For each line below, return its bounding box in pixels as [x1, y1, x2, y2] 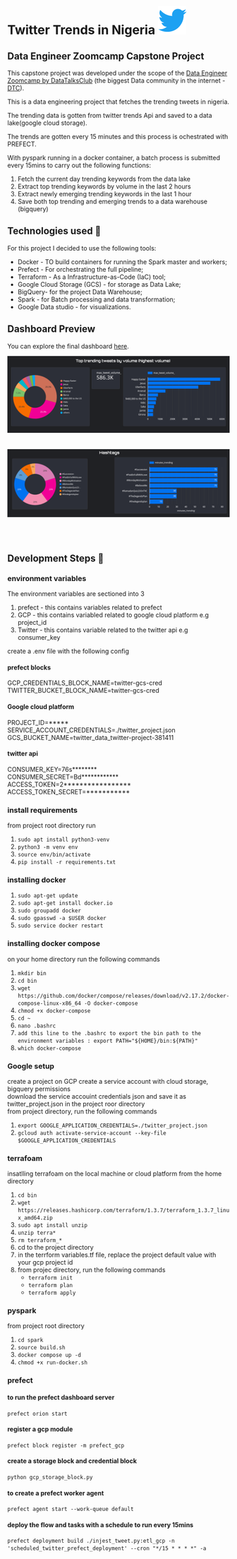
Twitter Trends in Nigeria [7, 22, 156, 38]
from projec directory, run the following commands [17, 1266, 166, 1274]
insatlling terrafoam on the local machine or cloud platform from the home [7, 1169, 222, 1178]
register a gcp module [7, 1425, 73, 1433]
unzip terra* [17, 1229, 56, 1237]
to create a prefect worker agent [7, 1488, 104, 1497]
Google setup [7, 1061, 55, 1071]
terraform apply [28, 1289, 76, 1297]
